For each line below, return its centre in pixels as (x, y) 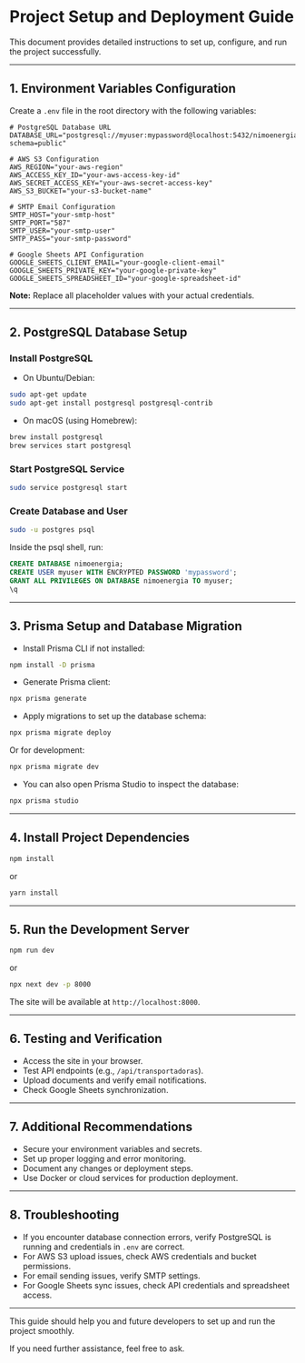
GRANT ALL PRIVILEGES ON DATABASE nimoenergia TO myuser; (121, 581)
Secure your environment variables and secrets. (112, 1148)
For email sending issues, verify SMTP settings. (112, 1276)
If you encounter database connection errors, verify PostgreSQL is (147, 1237)
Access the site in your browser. (83, 1060)
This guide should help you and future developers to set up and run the (143, 1321)
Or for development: (47, 750)
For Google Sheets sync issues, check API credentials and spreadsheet (156, 1285)
